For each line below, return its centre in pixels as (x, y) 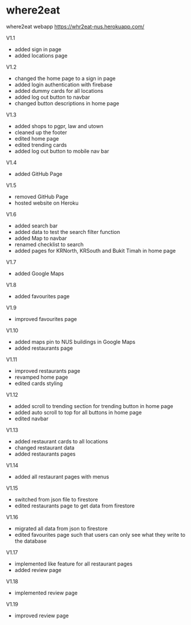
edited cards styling (38, 383)
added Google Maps (39, 273)
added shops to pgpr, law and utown (59, 126)
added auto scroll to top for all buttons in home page (78, 412)
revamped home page (41, 377)
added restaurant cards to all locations (61, 441)
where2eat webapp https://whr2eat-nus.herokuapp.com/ (75, 26)
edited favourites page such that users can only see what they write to (100, 534)
